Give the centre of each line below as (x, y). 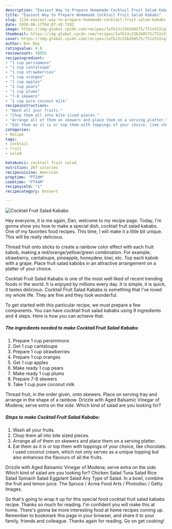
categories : (18, 130)
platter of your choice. (29, 269)
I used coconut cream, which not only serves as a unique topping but (86, 452)
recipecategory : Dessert (32, 191)
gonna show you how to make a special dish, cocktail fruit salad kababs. (82, 226)
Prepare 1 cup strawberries (41, 351)
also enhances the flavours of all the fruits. (58, 457)
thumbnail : (17, 34)
